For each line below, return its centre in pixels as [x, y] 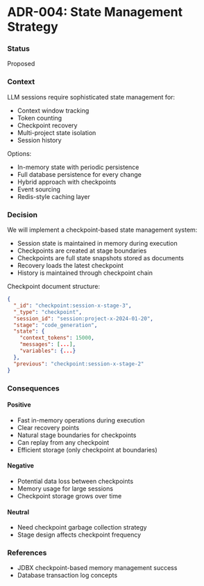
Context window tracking [53, 110]
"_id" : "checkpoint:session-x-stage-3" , [73, 306]
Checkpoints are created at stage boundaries [82, 251]
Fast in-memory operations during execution [81, 420]
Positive [19, 405]
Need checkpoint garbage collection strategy [82, 528]
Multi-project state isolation [57, 132]
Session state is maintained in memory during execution [97, 244]
